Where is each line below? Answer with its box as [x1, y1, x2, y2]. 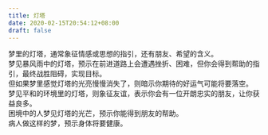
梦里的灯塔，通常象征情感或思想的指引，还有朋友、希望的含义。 [8, 49, 218, 59]
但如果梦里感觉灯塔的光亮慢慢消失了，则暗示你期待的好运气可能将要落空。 [8, 79, 253, 88]
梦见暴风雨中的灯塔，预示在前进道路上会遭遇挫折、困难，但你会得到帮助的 [8, 59, 253, 68]
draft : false [8, 26, 52, 34]
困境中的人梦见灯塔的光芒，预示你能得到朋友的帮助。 [8, 109, 183, 118]
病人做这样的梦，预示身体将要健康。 [8, 118, 128, 128]
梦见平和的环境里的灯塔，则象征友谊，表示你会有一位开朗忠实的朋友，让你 [8, 89, 253, 98]
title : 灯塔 [8, 11, 45, 20]
